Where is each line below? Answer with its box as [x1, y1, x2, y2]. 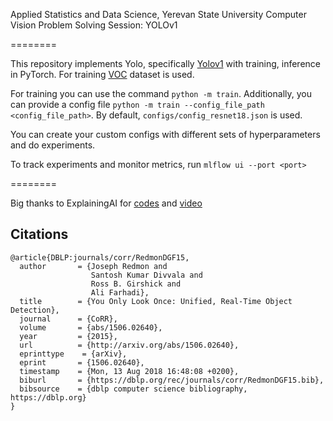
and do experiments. [10, 139, 96, 151]
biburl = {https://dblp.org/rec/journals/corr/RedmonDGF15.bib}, [19, 375, 325, 385]
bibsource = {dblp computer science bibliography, [19, 384, 248, 394]
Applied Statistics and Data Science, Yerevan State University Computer [10, 9, 307, 20]
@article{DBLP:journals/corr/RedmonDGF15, [10, 252, 190, 263]
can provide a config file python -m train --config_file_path [10, 99, 265, 110]
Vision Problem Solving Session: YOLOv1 [10, 19, 178, 31]
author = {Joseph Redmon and [19, 261, 168, 271]
